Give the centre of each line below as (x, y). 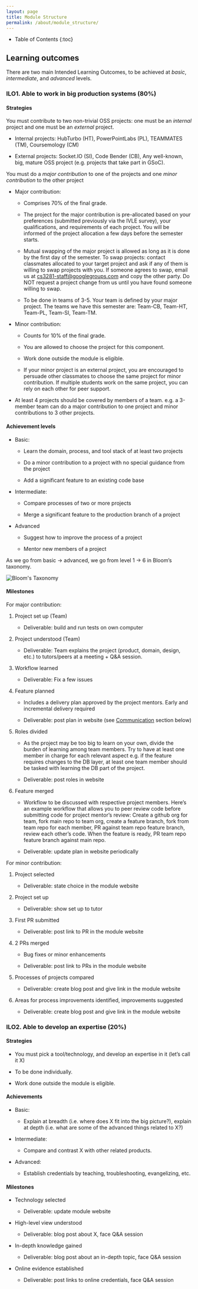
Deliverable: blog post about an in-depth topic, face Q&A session (102, 1257)
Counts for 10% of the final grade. (65, 336)
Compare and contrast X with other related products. (88, 1151)
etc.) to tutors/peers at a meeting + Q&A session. (83, 657)
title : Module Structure (37, 17)
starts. (31, 240)
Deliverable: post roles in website (64, 779)
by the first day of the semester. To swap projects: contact (94, 257)
